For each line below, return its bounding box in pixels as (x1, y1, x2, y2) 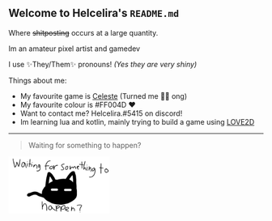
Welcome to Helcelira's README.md (8, 6, 180, 20)
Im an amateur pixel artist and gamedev (8, 44, 140, 53)
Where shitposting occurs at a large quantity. (8, 28, 159, 37)
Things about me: (8, 75, 67, 85)
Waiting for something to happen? (28, 140, 142, 150)
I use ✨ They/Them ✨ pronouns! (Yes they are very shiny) (8, 59, 198, 69)
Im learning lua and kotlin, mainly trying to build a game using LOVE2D (19, 117, 255, 126)
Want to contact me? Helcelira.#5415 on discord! (19, 108, 183, 118)
